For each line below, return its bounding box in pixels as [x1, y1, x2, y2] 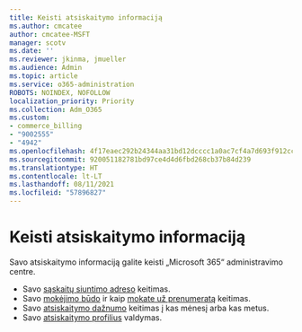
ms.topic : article [9, 72, 78, 81]
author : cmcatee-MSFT [9, 30, 91, 39]
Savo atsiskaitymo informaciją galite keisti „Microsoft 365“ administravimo [9, 257, 283, 267]
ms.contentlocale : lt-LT [9, 171, 102, 180]
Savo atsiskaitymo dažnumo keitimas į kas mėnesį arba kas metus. [22, 302, 270, 313]
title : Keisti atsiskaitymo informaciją [9, 13, 164, 22]
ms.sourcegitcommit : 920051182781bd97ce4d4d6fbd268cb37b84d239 [9, 154, 252, 164]
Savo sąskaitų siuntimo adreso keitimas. [22, 284, 171, 294]
